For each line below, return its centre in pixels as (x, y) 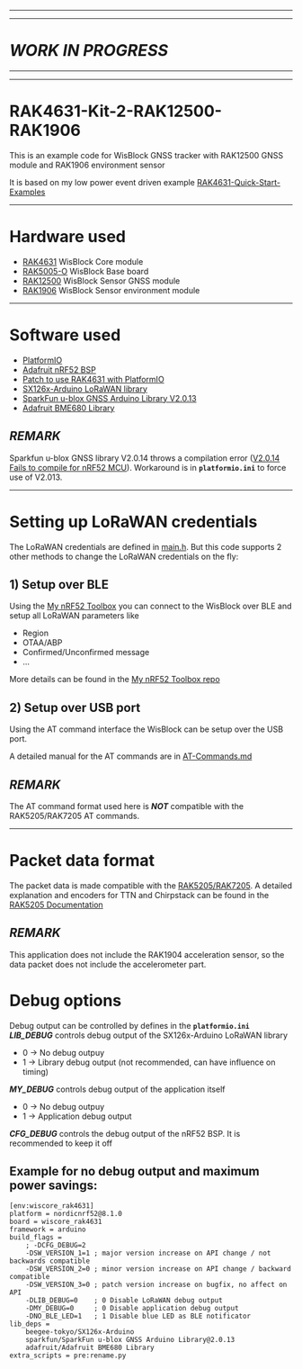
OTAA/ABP (42, 643)
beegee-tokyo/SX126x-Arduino (80, 1332)
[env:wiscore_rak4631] (52, 1206)
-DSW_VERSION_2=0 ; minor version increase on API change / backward (159, 1269)
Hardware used (68, 237)
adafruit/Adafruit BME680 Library (90, 1348)
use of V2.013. (36, 477)
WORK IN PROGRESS (89, 51)
